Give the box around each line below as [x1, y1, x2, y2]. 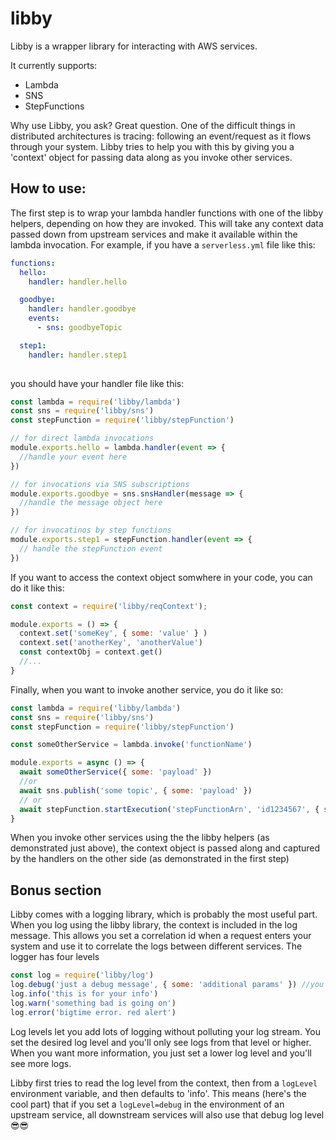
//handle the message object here [19, 498, 163, 508]
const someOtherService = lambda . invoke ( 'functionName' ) [10, 740, 253, 750]
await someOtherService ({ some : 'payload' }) [19, 767, 213, 777]
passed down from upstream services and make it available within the [10, 228, 298, 240]
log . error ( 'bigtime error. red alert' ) [10, 1007, 177, 1017]
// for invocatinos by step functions [10, 525, 172, 536]
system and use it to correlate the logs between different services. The [10, 940, 303, 952]
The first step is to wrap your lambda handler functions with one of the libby [10, 207, 324, 219]
